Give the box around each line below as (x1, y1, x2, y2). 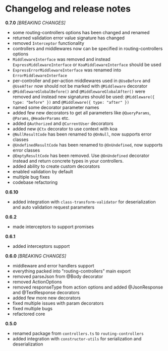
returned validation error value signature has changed (12, 35, 125, 41)
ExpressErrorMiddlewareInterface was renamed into (12, 66, 122, 73)
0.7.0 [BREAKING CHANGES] (5, 20, 66, 26)
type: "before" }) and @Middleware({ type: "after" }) (12, 99, 130, 105)
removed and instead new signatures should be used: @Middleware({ (12, 94, 155, 100)
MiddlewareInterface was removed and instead (12, 56, 111, 62)
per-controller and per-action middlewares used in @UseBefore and (12, 78, 150, 84)
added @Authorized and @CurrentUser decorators (12, 120, 114, 126)
